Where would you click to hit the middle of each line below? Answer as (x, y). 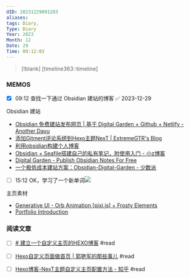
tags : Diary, (23, 23)
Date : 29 (17, 46)
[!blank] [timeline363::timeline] (59, 69)
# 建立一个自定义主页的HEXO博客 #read (65, 243)
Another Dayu (32, 131)
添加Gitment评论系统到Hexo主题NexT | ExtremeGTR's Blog (88, 138)
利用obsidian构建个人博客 (47, 146)
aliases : (17, 18)
